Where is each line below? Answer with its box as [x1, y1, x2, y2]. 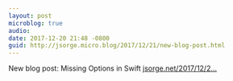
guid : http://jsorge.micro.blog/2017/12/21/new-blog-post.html [8, 42, 226, 50]
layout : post [8, 11, 52, 20]
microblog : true [8, 19, 63, 27]
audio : [8, 26, 31, 34]
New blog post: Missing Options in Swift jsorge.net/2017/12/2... [8, 63, 218, 73]
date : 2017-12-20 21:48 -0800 [8, 34, 110, 43]
